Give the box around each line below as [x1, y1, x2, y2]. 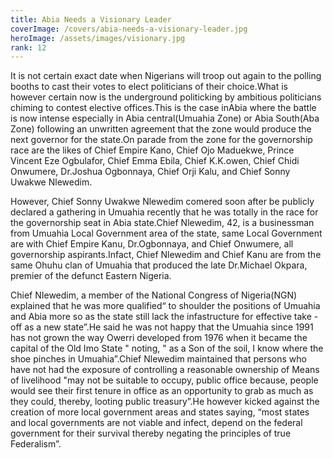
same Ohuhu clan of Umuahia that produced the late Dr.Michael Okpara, [10, 259, 308, 271]
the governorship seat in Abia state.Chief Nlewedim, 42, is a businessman [10, 217, 315, 229]
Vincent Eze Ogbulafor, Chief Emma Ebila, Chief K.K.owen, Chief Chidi [10, 155, 300, 167]
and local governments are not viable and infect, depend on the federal [10, 417, 303, 429]
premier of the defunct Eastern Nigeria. [10, 270, 172, 282]
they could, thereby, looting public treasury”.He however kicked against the [10, 396, 320, 408]
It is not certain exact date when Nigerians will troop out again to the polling [10, 70, 322, 82]
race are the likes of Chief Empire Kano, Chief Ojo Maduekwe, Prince [10, 144, 295, 156]
